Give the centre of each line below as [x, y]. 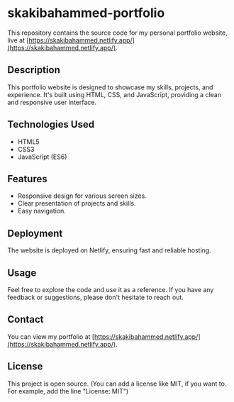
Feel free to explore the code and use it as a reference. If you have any [111, 290]
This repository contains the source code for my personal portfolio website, [118, 33]
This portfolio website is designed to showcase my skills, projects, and [110, 87]
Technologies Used [51, 124]
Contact [26, 319]
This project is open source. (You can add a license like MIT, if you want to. [117, 384]
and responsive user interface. [52, 102]
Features [27, 179]
